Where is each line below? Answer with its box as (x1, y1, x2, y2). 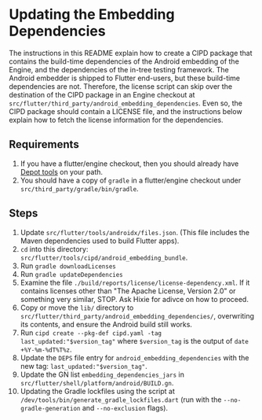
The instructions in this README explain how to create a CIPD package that (9, 48, 253, 57)
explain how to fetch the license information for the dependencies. (9, 115, 224, 124)
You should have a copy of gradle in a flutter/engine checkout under (20, 175, 242, 185)
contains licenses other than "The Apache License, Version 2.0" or (20, 286, 236, 296)
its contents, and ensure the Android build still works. (20, 319, 193, 329)
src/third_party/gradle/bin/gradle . (20, 183, 140, 193)
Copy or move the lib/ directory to (20, 303, 134, 312)
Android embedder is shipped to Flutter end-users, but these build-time (9, 73, 241, 83)
